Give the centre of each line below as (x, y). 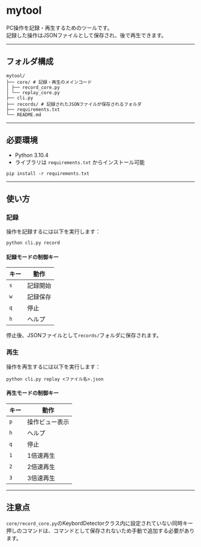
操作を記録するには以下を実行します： (53, 232)
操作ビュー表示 (48, 422)
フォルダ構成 (30, 61)
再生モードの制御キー (32, 393)
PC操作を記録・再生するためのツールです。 (59, 28)
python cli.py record (33, 243)
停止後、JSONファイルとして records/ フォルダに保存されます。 (84, 336)
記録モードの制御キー (32, 257)
